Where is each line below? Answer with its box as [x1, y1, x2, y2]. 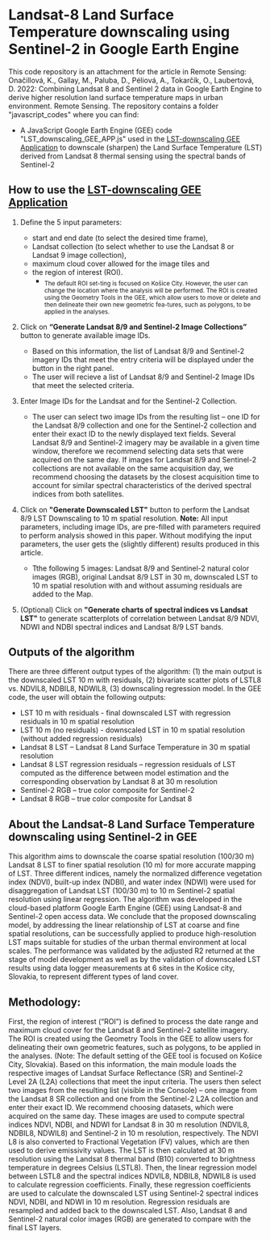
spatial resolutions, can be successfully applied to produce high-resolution [8, 929, 256, 938]
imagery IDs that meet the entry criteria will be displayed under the [31, 354, 254, 365]
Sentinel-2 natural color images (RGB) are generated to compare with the [8, 1214, 251, 1224]
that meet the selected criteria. [31, 380, 135, 390]
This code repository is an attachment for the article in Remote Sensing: [8, 66, 247, 76]
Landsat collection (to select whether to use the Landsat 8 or [31, 241, 235, 251]
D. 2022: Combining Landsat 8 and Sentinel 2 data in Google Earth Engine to [8, 83, 262, 94]
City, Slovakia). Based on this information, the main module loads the [8, 1059, 237, 1069]
